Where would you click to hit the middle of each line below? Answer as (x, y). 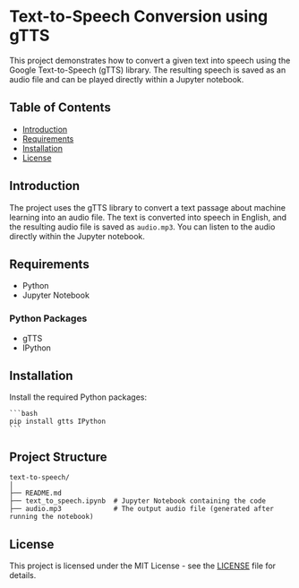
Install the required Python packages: (78, 397)
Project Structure (58, 457)
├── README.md (36, 493)
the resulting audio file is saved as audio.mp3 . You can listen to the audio (142, 227)
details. (23, 575)
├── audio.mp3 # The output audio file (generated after (142, 509)
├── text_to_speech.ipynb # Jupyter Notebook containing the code (138, 501)
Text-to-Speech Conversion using (139, 17)
